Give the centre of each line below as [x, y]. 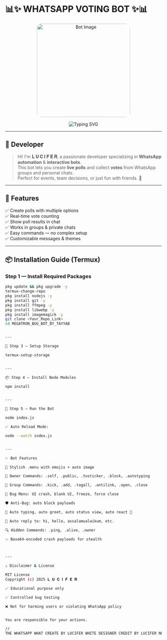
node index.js [20, 418]
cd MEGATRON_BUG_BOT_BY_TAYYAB [38, 324]
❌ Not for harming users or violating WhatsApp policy [63, 606]
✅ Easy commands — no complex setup [46, 233]
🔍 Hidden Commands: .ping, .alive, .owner [50, 530]
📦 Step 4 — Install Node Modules [41, 377]
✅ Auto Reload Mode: [27, 427]
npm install [17, 386]
